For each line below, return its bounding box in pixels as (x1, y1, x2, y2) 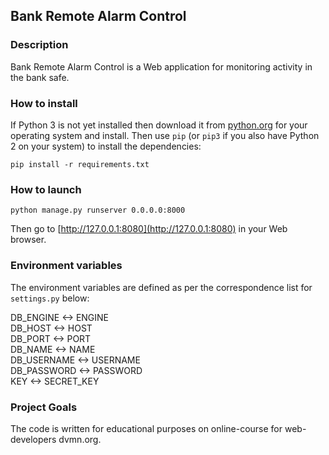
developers (10, 433, 57, 445)
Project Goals (10, 400, 78, 414)
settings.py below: (10, 292, 90, 304)
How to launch (10, 182, 82, 196)
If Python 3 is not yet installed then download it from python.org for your (10, 119, 308, 131)
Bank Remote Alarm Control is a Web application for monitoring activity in (10, 60, 313, 73)
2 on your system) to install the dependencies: (10, 140, 202, 152)
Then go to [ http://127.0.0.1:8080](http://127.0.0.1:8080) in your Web (10, 223, 288, 235)
